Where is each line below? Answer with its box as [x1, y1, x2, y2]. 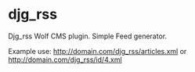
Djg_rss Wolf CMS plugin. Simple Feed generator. [8, 31, 167, 41]
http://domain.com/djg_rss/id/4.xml [8, 55, 123, 64]
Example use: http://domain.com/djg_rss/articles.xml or [8, 46, 187, 56]
